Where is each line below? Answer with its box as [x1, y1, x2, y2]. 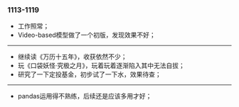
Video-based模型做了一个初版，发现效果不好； [17, 30, 156, 40]
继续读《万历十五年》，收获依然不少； [17, 52, 127, 61]
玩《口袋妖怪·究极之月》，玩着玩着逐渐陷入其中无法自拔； [17, 62, 185, 70]
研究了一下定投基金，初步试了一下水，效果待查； [17, 70, 161, 79]
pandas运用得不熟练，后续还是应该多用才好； [17, 92, 152, 101]
